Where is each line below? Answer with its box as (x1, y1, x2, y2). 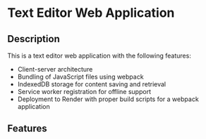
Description (7, 33, 60, 45)
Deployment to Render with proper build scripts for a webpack (17, 95, 199, 103)
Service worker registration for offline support (17, 88, 152, 95)
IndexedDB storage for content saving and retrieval (17, 80, 166, 88)
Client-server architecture (17, 65, 93, 73)
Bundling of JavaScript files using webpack (17, 72, 144, 81)
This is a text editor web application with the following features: (7, 51, 192, 60)
